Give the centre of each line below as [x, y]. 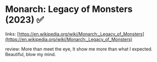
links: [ [12, 34]
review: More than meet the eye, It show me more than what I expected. [79, 49]
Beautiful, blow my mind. [31, 54]
